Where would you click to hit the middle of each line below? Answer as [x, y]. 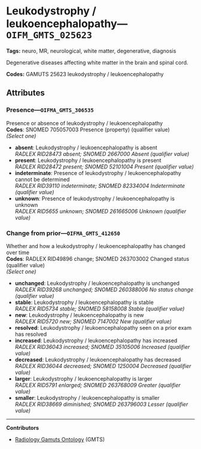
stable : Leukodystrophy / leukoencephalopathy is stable [84, 302]
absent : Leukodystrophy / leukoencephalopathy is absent [86, 147]
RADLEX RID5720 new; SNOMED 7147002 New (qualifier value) [93, 321]
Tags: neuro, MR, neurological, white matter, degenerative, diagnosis [91, 51]
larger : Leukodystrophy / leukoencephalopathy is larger [83, 378]
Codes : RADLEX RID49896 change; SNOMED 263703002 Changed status [98, 258]
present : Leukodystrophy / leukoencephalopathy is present [88, 160]
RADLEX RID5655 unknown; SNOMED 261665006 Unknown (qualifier [100, 211]
